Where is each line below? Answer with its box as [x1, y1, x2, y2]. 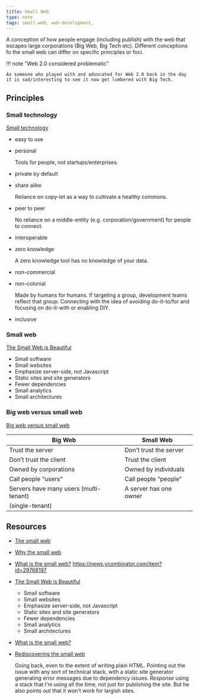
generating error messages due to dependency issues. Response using [14, 674, 190, 682]
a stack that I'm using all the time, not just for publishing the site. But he [14, 681, 190, 688]
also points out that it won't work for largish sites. [14, 687, 135, 695]
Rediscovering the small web [14, 651, 85, 658]
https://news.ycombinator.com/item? [72, 560, 162, 568]
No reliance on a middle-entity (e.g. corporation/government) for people [14, 216, 191, 223]
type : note [6, 14, 33, 20]
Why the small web [14, 549, 62, 556]
